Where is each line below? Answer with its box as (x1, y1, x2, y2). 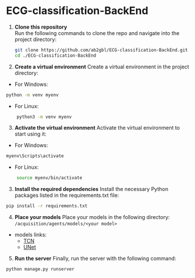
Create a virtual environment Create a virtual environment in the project (14, 63, 189, 70)
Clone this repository (14, 23, 67, 30)
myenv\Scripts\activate (6, 153, 64, 159)
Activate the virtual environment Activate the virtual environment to (14, 124, 180, 131)
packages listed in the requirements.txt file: (14, 192, 119, 199)
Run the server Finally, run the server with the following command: (14, 255, 177, 262)
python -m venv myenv (6, 92, 59, 98)
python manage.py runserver (6, 266, 75, 272)
